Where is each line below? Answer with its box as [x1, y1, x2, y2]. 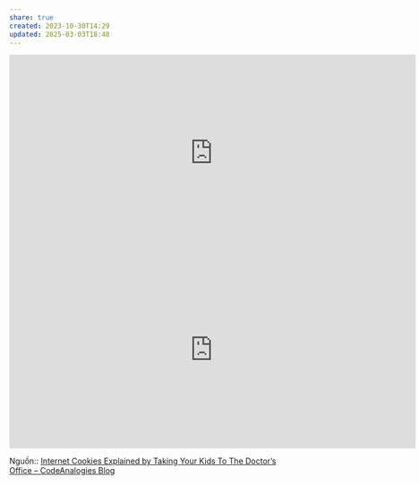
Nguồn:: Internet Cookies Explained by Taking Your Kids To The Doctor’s [9, 455, 277, 466]
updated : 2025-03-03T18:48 [9, 30, 110, 38]
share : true [9, 13, 54, 22]
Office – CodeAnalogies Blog [9, 465, 115, 476]
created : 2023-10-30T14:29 [9, 21, 110, 30]
